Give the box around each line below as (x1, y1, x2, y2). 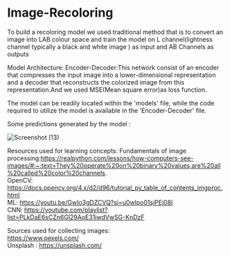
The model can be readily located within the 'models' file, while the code (7, 99, 215, 107)
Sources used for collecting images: (7, 226, 110, 234)
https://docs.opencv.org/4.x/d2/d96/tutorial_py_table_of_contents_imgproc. (7, 183, 223, 191)
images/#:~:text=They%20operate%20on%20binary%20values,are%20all (7, 161, 221, 169)
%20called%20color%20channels (7, 169, 105, 177)
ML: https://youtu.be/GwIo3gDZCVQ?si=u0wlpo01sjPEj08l (7, 198, 173, 206)
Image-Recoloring (7, 5, 114, 21)
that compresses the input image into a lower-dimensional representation (7, 71, 216, 79)
